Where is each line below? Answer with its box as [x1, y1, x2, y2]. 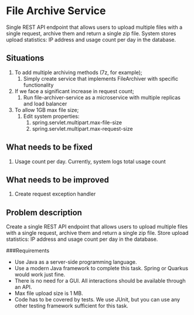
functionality [23, 81, 54, 88]
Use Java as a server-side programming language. [14, 258, 137, 266]
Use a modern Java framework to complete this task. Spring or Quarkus [14, 265, 189, 272]
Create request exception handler [14, 190, 96, 198]
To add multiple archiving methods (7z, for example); [14, 69, 142, 76]
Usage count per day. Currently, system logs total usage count [14, 158, 166, 165]
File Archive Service [6, 4, 107, 18]
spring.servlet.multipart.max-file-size [32, 119, 122, 126]
